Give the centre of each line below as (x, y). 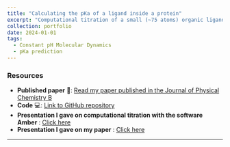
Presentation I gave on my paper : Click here (81, 130)
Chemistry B (35, 98)
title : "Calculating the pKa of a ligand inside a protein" (95, 13)
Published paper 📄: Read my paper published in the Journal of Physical (118, 90)
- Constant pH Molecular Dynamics (62, 45)
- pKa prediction (38, 52)
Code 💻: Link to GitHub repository (66, 105)
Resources (25, 75)
